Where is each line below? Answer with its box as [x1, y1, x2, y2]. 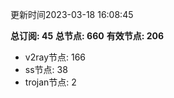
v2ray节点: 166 [24, 51, 87, 63]
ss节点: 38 [24, 64, 68, 75]
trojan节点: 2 [24, 76, 77, 88]
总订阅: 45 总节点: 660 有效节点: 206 [10, 30, 165, 42]
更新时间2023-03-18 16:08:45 [10, 9, 134, 20]
